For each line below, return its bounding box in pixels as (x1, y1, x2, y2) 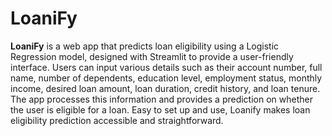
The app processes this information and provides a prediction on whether (10, 93, 313, 105)
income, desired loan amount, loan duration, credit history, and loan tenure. (10, 82, 321, 94)
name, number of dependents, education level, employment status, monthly (10, 72, 323, 84)
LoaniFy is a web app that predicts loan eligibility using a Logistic (10, 40, 280, 52)
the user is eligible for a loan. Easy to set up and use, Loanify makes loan (10, 103, 311, 116)
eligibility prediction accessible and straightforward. (10, 114, 224, 126)
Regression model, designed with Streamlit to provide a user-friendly (10, 50, 294, 62)
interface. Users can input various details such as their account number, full (10, 61, 323, 73)
